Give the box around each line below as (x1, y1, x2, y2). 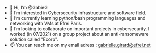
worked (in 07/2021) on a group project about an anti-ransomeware (9, 31, 149, 37)
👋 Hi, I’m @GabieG (9, 5, 48, 10)
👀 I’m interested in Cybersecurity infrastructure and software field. (9, 10, 146, 16)
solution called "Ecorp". (9, 36, 58, 42)
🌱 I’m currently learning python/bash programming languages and (9, 15, 146, 21)
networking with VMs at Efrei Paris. (9, 20, 82, 26)
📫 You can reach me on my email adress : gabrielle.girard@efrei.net (9, 42, 151, 48)
